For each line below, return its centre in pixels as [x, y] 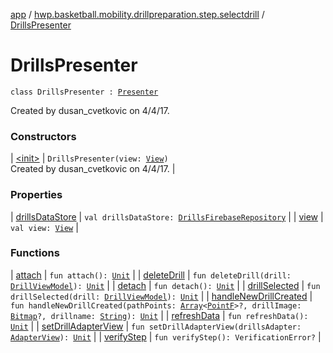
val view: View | [44, 227]
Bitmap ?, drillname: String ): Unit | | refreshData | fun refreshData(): [159, 315]
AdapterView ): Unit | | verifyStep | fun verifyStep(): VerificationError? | [166, 336]
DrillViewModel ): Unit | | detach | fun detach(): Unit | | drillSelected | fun [165, 285]
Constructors [43, 136]
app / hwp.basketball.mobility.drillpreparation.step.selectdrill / [137, 14]
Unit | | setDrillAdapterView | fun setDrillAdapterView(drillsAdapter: [156, 326]
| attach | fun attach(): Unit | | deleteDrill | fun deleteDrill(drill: [151, 275]
